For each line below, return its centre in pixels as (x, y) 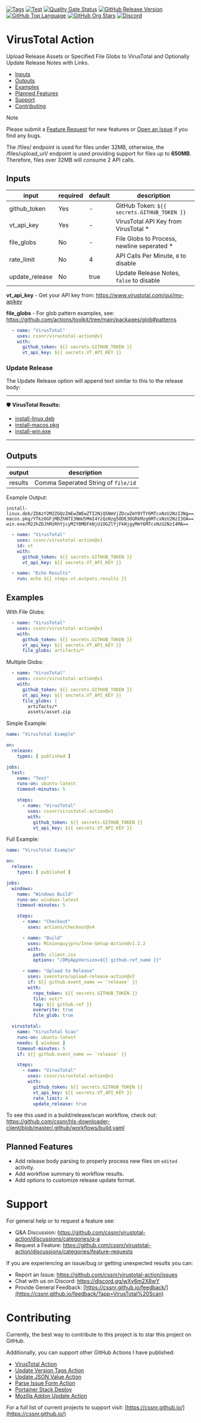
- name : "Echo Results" (41, 573)
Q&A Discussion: (36, 1233)
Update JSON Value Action (48, 1377)
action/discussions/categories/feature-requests (74, 1252)
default (99, 196)
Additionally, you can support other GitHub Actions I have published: (91, 1352)
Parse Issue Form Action (45, 1383)
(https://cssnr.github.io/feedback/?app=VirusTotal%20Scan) (89, 1294)
